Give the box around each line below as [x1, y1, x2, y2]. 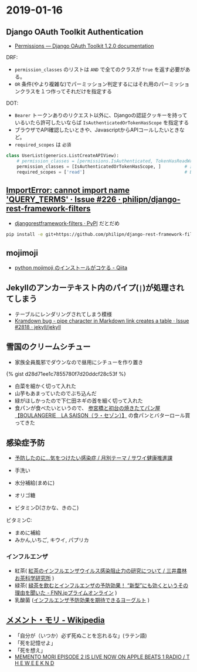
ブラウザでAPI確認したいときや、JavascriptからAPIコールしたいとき [14, 127, 180, 133]
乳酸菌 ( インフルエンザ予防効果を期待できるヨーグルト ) [14, 596, 150, 603]
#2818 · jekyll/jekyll [14, 323, 62, 330]
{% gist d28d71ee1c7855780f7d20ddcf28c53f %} [6, 370, 126, 377]
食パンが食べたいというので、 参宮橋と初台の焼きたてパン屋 [14, 404, 161, 411]
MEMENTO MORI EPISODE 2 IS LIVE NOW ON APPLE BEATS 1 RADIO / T [14, 653, 190, 660]
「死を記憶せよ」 [14, 639, 56, 646]
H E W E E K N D [14, 659, 55, 666]
